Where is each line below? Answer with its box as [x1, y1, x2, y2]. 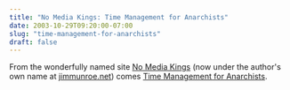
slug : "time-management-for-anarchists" [9, 29, 162, 38]
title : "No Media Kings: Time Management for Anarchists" [9, 12, 229, 22]
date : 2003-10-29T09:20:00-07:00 [9, 21, 133, 30]
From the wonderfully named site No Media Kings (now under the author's [9, 62, 282, 72]
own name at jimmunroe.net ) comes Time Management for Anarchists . [9, 71, 268, 82]
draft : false [9, 37, 58, 47]
